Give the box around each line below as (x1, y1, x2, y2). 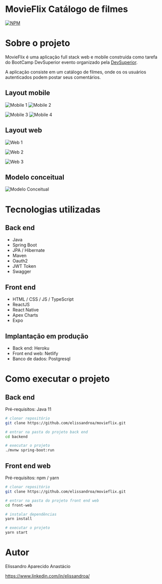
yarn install (5, 516, 32, 522)
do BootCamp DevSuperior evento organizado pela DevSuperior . (5, 59, 138, 65)
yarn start (5, 530, 28, 535)
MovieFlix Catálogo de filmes (5, 3, 128, 15)
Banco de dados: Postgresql (12, 356, 71, 362)
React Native (12, 307, 39, 313)
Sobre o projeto (5, 37, 70, 49)
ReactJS (12, 302, 30, 308)
